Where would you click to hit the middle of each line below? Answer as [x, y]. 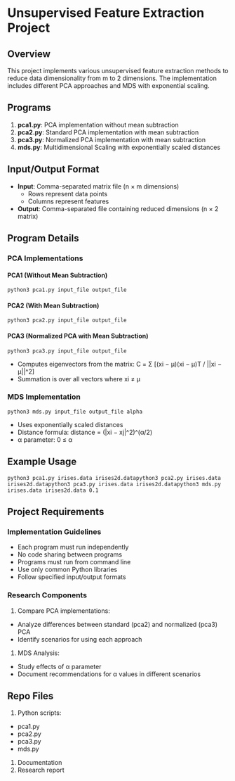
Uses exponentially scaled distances [70, 424]
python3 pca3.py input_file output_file [67, 351]
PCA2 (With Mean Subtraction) [53, 305]
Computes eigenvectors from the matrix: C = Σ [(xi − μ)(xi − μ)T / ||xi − [120, 364]
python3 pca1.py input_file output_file [67, 290]
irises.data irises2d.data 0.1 [53, 490]
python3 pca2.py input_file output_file [67, 320]
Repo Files [31, 696]
